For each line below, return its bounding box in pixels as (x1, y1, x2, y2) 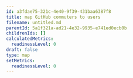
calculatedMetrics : (6, 36, 54, 42)
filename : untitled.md (6, 19, 62, 25)
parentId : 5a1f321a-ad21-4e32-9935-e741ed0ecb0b (6, 25, 127, 31)
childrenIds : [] (6, 30, 46, 36)
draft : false (6, 47, 38, 53)
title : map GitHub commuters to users (6, 14, 101, 20)
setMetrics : (6, 57, 35, 63)
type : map (6, 52, 30, 58)
